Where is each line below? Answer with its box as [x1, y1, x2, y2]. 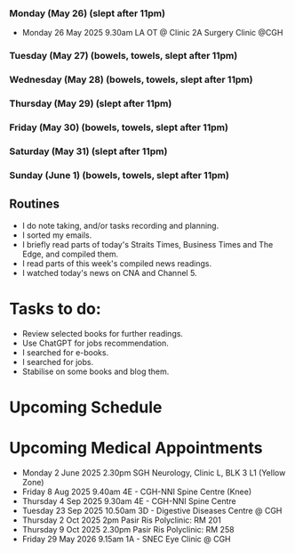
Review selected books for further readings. [21, 328, 184, 338]
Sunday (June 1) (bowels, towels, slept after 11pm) [9, 168, 229, 181]
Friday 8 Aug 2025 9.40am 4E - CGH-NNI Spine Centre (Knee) [21, 486, 251, 497]
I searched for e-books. [21, 346, 109, 358]
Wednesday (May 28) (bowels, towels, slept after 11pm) [9, 74, 253, 86]
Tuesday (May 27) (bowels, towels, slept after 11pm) [9, 50, 238, 62]
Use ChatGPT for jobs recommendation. [21, 337, 169, 348]
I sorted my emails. [21, 230, 92, 240]
